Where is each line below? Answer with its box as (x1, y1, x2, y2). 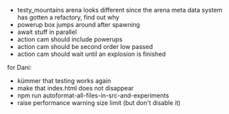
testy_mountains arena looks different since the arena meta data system (17, 6, 223, 14)
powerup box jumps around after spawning (17, 21, 140, 28)
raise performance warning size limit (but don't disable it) (17, 99, 181, 106)
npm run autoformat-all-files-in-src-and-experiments (17, 91, 170, 99)
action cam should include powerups (17, 35, 123, 44)
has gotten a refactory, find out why (17, 13, 120, 21)
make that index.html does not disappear (17, 84, 134, 92)
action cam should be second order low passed (17, 43, 154, 50)
